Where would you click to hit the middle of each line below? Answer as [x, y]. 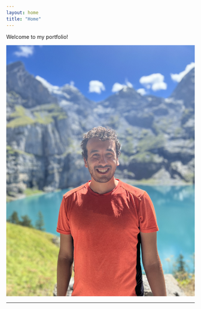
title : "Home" [24, 19]
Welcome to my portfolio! [37, 36]
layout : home [22, 13]
